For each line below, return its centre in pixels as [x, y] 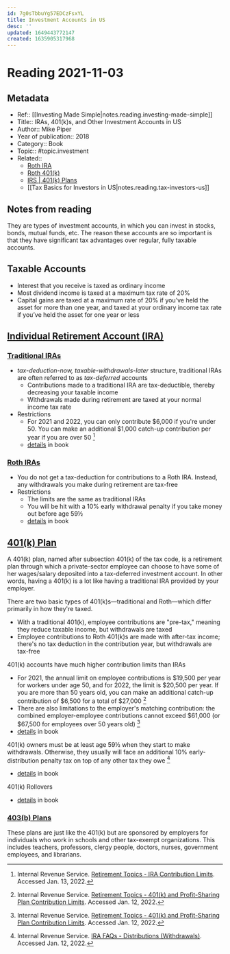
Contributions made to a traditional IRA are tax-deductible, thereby [121, 385]
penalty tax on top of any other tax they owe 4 [105, 760]
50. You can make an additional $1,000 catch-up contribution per [119, 429]
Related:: [29, 158]
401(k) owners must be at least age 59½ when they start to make [99, 744]
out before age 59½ [55, 514]
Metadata [28, 98]
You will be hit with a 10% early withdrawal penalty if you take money [125, 506]
